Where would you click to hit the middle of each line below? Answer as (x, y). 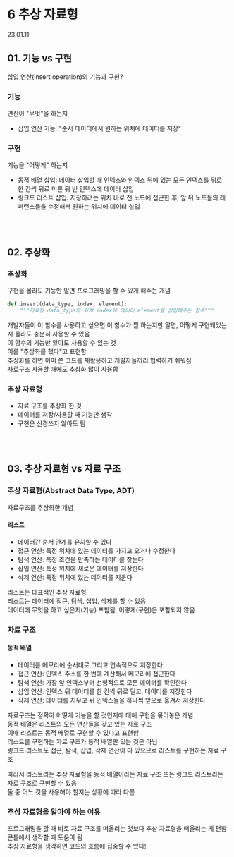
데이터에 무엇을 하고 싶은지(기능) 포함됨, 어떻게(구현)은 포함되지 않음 (101, 609)
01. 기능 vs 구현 (40, 58)
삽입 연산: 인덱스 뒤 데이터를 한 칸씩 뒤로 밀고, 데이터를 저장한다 (105, 691)
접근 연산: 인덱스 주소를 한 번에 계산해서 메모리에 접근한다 (97, 674)
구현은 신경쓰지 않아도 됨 (51, 423)
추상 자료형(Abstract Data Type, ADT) (71, 491)
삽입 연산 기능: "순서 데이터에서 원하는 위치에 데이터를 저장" (99, 128)
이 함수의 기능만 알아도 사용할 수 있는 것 (62, 342)
